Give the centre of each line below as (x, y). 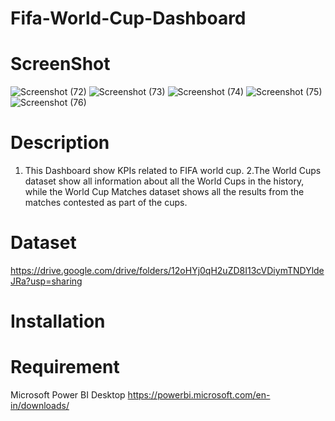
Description (60, 143)
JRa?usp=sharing (46, 281)
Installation (58, 321)
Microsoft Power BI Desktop (68, 395)
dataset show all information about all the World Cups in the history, (164, 181)
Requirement (65, 367)
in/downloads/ (40, 406)
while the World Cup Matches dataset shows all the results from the (164, 192)
